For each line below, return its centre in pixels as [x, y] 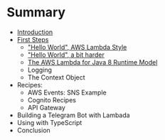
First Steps [33, 39]
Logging [40, 70]
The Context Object [57, 77]
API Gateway [46, 107]
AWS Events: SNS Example [67, 92]
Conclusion [33, 130]
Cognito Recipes [52, 99]
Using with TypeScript [49, 122]
